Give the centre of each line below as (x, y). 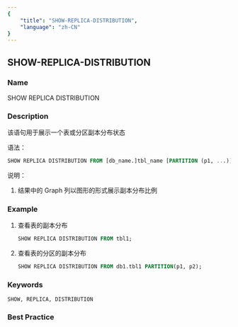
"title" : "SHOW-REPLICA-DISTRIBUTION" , (79, 21)
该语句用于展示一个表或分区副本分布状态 (66, 132)
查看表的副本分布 (42, 225)
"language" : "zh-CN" (50, 27)
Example (23, 210)
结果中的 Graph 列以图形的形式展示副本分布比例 (87, 190)
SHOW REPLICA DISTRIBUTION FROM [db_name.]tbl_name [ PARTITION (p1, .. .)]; (121, 161)
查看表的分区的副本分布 (52, 253)
